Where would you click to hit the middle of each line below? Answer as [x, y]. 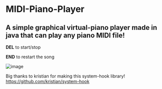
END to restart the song [30, 57]
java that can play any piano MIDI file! [65, 35]
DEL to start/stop [23, 47]
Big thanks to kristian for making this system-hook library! [65, 76]
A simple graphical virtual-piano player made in [82, 28]
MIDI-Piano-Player [45, 9]
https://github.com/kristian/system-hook [48, 81]
